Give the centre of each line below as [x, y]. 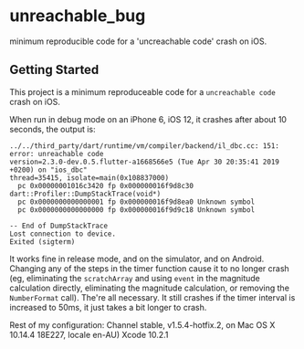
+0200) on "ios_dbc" [49, 170]
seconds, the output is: [52, 129]
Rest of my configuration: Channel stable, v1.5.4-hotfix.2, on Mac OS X [142, 324]
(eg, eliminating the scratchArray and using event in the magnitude [135, 278]
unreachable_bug [78, 16]
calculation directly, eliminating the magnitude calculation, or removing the [150, 288]
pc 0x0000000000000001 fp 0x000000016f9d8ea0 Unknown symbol [136, 202]
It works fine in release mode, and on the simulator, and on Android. [137, 259]
